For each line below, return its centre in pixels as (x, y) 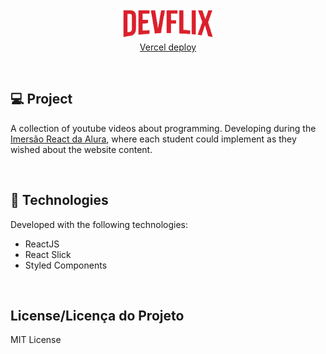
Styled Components (66, 265)
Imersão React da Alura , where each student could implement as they (153, 139)
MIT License (36, 340)
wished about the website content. (81, 149)
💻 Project (41, 99)
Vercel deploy (168, 47)
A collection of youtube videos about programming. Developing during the (163, 128)
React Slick (48, 254)
